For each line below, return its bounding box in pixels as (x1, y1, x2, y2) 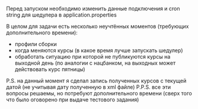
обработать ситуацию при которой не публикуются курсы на (14, 53, 171, 60)
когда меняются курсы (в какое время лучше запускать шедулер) (14, 47, 183, 54)
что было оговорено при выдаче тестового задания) (6, 96, 139, 103)
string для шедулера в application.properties (6, 11, 117, 18)
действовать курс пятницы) (14, 66, 85, 73)
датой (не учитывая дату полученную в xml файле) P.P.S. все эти (6, 84, 171, 91)
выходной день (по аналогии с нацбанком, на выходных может (14, 59, 176, 66)
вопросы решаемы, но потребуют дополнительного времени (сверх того (6, 90, 193, 97)
